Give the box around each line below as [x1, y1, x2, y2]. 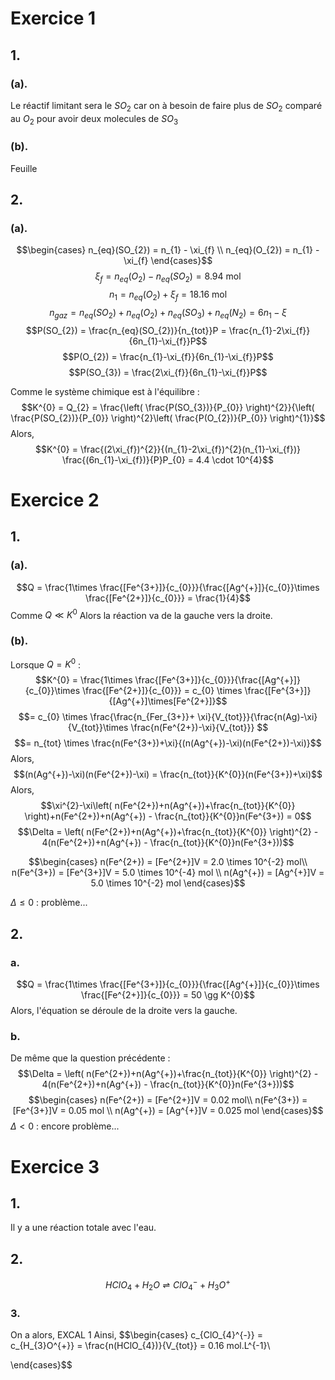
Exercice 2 [10, 489, 100, 512]
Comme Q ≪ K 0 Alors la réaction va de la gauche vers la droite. [10, 607, 273, 621]
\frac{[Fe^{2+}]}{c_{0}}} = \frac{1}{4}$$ [85, 592, 251, 604]
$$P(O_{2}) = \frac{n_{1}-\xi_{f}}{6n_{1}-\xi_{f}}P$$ [62, 350, 274, 362]
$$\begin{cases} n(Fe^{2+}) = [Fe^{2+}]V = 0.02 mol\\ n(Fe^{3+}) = [28, 1094, 308, 1106]
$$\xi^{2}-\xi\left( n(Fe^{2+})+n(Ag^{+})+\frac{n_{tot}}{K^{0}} [40, 800, 296, 812]
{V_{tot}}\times [67, 722, 129, 734]
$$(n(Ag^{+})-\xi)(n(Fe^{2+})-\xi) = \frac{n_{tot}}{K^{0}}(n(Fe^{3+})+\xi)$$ [13, 768, 323, 781]
